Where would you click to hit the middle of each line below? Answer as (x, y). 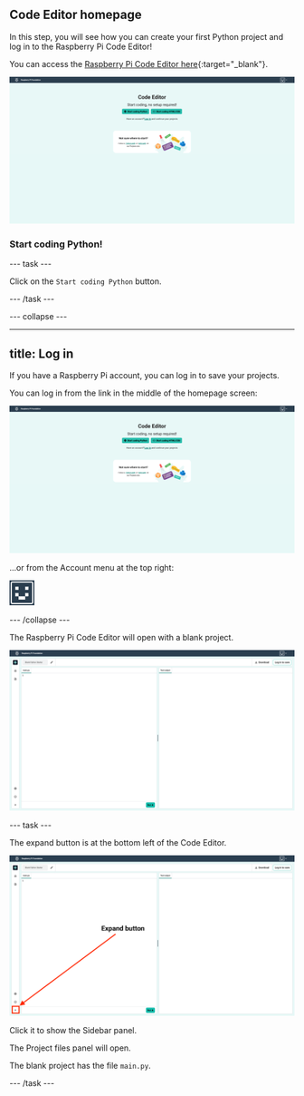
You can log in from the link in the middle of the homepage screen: (133, 393)
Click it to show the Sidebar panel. (73, 1030)
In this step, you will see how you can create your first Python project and (146, 36)
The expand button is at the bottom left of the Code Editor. (118, 842)
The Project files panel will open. (70, 1048)
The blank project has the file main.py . (80, 1065)
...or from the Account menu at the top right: (92, 567)
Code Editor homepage (76, 15)
